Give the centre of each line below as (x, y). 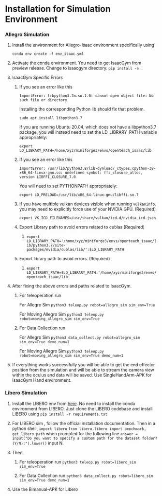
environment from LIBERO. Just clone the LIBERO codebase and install (82, 408)
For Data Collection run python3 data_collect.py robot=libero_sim (86, 476)
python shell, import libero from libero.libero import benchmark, (79, 428)
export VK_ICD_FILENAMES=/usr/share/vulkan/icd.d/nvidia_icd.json (88, 218)
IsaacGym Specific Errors (37, 78)
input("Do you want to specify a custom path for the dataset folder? (85, 438)
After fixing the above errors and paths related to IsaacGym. (72, 286)
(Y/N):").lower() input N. (38, 443)
